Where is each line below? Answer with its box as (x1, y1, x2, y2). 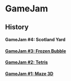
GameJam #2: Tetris (5, 59, 48, 65)
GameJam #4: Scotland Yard (5, 37, 66, 43)
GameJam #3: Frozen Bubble (5, 48, 66, 54)
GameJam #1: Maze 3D (5, 71, 54, 77)
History (5, 23, 29, 31)
